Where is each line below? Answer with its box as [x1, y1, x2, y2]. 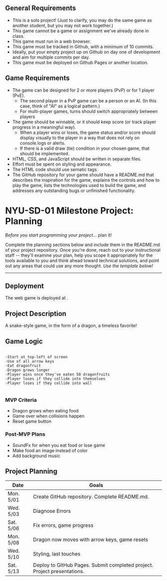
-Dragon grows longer [5, 368, 50, 373]
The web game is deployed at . [5, 295, 69, 301]
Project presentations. [33, 568, 84, 575]
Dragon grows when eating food [12, 408, 79, 414]
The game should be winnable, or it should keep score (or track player [12, 119, 157, 125]
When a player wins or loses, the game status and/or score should [19, 129, 156, 135]
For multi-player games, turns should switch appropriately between [19, 108, 158, 114]
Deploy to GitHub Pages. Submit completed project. [33, 562, 154, 569]
